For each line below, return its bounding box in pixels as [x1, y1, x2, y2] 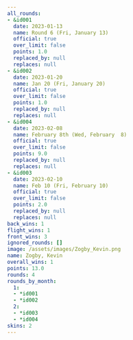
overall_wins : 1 [7, 258, 53, 265]
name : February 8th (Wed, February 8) [13, 131, 128, 138]
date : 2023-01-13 [13, 23, 63, 29]
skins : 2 [7, 322, 32, 329]
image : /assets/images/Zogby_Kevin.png [7, 246, 121, 253]
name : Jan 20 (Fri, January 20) [13, 80, 106, 87]
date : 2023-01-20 [13, 73, 63, 81]
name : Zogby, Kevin [7, 252, 63, 259]
